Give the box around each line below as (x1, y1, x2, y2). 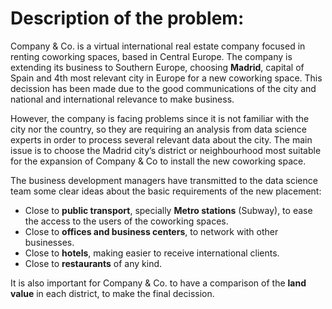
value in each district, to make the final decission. (10, 287, 215, 299)
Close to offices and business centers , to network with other (24, 225, 279, 237)
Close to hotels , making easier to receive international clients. (24, 247, 280, 259)
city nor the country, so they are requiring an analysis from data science (10, 123, 307, 135)
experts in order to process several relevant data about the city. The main (10, 133, 313, 146)
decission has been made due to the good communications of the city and (10, 82, 317, 94)
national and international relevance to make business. (10, 93, 235, 105)
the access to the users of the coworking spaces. (24, 215, 229, 227)
